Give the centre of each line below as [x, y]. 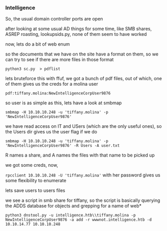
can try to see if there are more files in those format [59, 60]
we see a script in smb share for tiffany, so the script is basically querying [83, 200]
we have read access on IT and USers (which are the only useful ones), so [83, 126]
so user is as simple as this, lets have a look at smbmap [64, 103]
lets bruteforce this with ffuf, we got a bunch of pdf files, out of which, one [84, 79]
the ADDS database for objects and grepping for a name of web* [74, 206]
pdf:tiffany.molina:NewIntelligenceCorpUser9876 [58, 93]
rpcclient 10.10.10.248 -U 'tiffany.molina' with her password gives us [83, 175]
